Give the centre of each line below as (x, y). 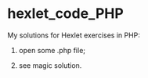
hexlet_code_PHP (66, 14)
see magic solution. (50, 65)
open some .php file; (52, 50)
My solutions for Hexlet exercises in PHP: (74, 35)
